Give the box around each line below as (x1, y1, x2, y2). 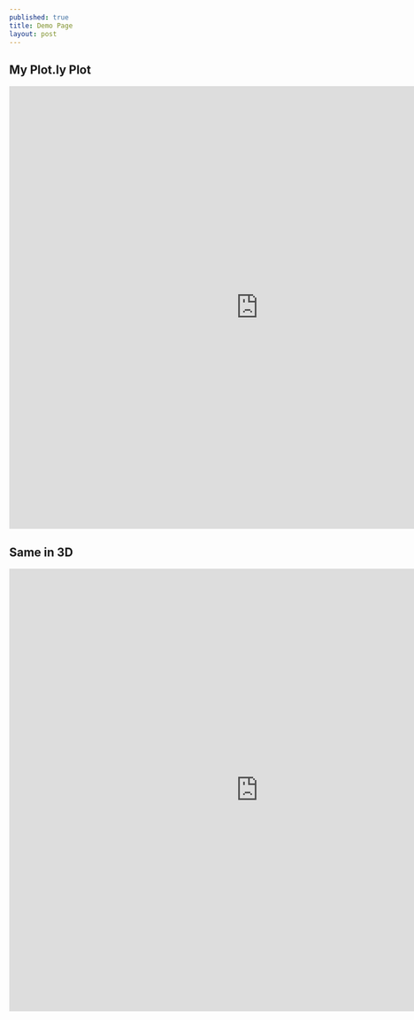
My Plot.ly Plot (9, 62, 91, 77)
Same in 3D (9, 545, 73, 560)
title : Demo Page (9, 21, 73, 30)
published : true (9, 12, 69, 22)
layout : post (9, 29, 57, 38)
